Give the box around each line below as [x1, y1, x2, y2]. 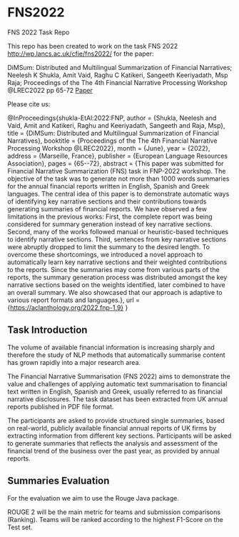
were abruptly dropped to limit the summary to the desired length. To [7, 242, 210, 251]
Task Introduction [7, 324, 88, 336]
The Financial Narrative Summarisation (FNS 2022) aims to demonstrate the [7, 372, 230, 381]
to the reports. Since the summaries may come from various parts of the [7, 265, 220, 273]
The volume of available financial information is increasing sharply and [7, 343, 215, 351]
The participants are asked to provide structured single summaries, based [7, 416, 225, 425]
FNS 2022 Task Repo [7, 28, 70, 36]
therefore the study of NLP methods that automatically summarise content [7, 351, 226, 359]
